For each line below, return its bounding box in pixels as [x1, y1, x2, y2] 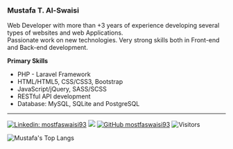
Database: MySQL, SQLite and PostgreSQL [17, 100, 140, 108]
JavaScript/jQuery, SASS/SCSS [17, 85, 107, 94]
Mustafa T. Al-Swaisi [7, 6, 80, 15]
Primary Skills [7, 57, 49, 65]
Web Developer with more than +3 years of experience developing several [7, 21, 220, 30]
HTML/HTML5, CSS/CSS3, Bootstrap [17, 78, 123, 86]
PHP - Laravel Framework [17, 70, 92, 78]
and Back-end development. [7, 44, 88, 52]
